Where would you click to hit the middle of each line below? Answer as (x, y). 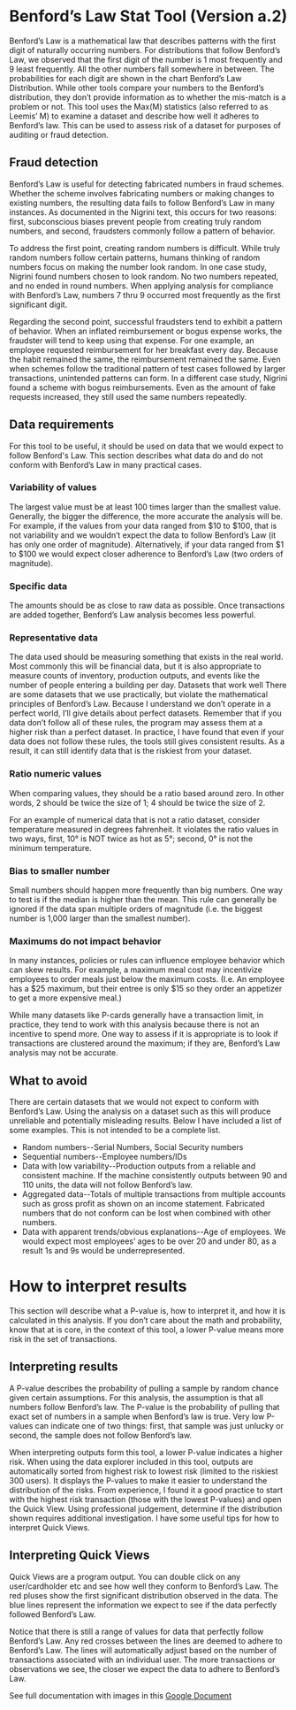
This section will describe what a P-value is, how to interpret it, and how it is (147, 1311)
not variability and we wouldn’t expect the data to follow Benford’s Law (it (143, 535)
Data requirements (62, 425)
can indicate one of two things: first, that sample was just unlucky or (159, 1425)
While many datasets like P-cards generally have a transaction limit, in (136, 1016)
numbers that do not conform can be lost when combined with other (146, 1213)
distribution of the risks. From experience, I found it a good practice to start (146, 1490)
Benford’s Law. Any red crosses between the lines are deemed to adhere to (146, 1641)
